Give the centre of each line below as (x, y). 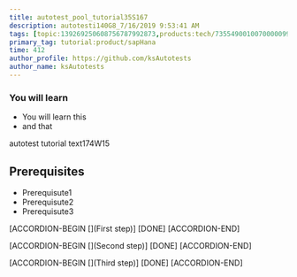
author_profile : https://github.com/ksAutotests (100, 58)
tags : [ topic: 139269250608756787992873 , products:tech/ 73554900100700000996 (152, 34)
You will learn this (54, 117)
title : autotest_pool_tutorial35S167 (79, 17)
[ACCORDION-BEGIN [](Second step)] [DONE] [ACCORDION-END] (130, 245)
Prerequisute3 (48, 211)
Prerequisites (47, 171)
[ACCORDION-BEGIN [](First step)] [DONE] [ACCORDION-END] (125, 228)
